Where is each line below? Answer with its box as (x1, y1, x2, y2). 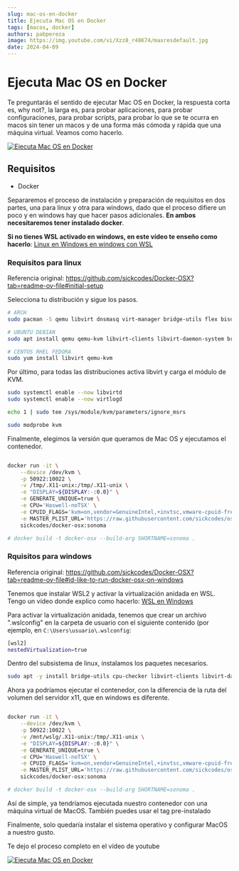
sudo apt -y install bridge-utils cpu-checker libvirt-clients (7, 673, 199, 680)
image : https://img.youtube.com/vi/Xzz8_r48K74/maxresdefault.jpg (7, 37, 208, 44)
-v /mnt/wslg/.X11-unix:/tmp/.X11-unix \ (20, 733, 144, 740)
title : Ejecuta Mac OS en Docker (7, 17, 107, 24)
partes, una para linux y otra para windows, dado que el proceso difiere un (7, 203, 226, 211)
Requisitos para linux (7, 258, 82, 268)
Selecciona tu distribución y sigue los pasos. (7, 296, 139, 304)
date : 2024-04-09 (7, 44, 59, 51)
